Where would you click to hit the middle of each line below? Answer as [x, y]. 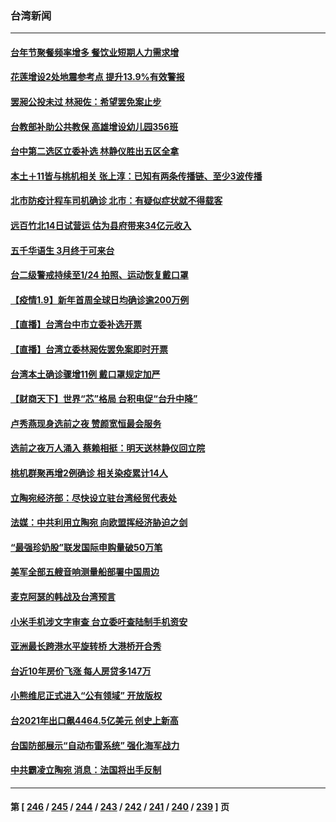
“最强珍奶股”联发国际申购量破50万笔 [86, 547]
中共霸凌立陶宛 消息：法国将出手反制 [86, 770]
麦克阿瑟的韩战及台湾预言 [63, 596]
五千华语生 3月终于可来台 [62, 250]
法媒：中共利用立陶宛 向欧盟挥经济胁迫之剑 [99, 523]
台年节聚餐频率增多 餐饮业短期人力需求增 [95, 52]
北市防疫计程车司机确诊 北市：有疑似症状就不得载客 [116, 201]
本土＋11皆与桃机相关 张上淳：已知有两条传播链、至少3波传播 [136, 176]
